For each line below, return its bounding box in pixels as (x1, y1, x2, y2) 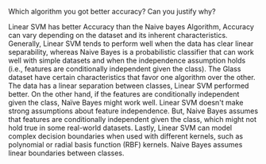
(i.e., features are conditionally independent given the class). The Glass (8, 64, 241, 74)
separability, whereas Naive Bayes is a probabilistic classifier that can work (8, 48, 254, 56)
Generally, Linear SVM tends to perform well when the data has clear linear (8, 39, 254, 48)
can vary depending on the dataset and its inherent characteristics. (8, 31, 228, 40)
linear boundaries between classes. (8, 148, 125, 158)
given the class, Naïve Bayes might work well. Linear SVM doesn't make (8, 98, 244, 107)
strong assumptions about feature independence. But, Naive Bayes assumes (8, 106, 259, 116)
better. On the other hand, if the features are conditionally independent (8, 90, 240, 98)
